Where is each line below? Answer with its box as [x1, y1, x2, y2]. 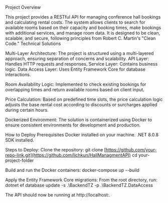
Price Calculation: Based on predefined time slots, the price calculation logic [5, 96, 163, 102]
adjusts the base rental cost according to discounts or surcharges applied [5, 102, 157, 107]
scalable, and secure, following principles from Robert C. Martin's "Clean [5, 35, 156, 41]
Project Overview [5, 5, 41, 10]
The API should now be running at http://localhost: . [5, 192, 111, 197]
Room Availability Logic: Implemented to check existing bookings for [5, 81, 146, 87]
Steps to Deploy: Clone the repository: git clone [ [5, 147, 106, 152]
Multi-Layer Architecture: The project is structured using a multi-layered [5, 50, 154, 56]
